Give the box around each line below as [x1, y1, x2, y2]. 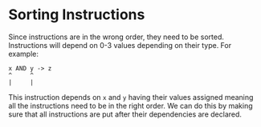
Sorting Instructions [8, 6, 145, 24]
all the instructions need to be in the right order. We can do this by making [8, 101, 253, 110]
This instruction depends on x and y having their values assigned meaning [8, 92, 254, 101]
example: [8, 49, 39, 58]
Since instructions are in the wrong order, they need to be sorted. [8, 32, 225, 42]
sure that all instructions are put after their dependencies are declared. [8, 109, 243, 119]
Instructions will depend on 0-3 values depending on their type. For [8, 40, 231, 50]
